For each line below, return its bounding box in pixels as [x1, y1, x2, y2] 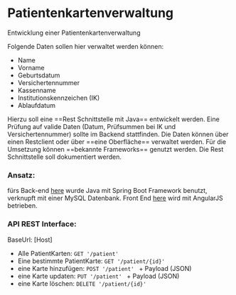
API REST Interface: [7, 219, 77, 229]
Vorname [17, 63, 45, 72]
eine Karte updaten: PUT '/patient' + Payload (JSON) [17, 272, 180, 280]
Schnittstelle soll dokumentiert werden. [7, 152, 122, 161]
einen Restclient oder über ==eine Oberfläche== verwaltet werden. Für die [7, 137, 226, 146]
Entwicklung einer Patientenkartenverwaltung [7, 28, 141, 37]
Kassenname [17, 86, 56, 94]
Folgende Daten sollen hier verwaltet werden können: [7, 42, 164, 50]
